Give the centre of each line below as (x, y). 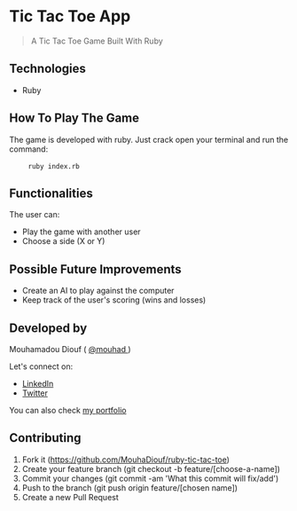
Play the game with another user (81, 232)
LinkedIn (38, 384)
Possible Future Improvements (95, 269)
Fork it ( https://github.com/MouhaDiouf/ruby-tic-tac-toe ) (126, 460)
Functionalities (51, 193)
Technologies (48, 69)
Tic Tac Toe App (70, 16)
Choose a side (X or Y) (63, 241)
